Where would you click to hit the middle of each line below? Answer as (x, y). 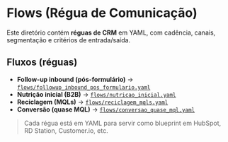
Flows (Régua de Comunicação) (102, 13)
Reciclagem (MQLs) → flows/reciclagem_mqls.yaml (92, 102)
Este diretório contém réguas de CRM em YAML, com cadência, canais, (111, 32)
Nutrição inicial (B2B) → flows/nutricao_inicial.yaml (96, 94)
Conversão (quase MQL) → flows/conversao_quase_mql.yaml (106, 109)
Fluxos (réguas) (42, 63)
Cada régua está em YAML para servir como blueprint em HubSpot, (122, 123)
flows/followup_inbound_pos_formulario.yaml (84, 87)
